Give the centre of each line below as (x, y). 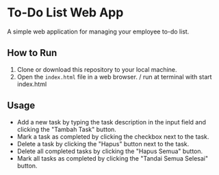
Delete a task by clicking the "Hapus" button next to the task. (103, 144)
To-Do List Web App (65, 13)
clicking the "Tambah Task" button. (66, 129)
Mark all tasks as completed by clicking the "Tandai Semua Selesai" (113, 158)
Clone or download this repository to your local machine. (97, 69)
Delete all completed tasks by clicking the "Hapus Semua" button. (110, 151)
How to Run (32, 53)
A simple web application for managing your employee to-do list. (98, 31)
